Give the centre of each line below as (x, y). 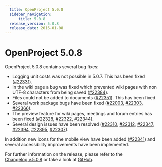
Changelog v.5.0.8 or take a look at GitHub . (49, 160)
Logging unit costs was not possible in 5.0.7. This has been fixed (79, 77)
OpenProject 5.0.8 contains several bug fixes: (52, 67)
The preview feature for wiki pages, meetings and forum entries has (82, 114)
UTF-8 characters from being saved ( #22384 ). (60, 92)
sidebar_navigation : (31, 14)
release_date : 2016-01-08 (37, 28)
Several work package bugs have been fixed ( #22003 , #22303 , (78, 103)
